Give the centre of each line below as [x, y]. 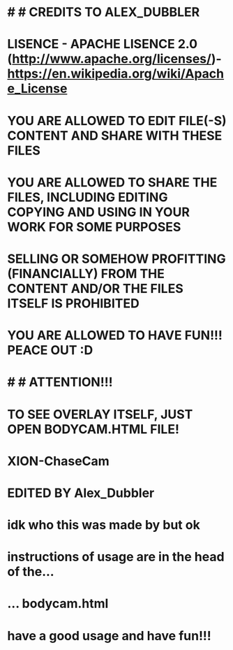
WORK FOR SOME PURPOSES [94, 227]
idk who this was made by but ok [104, 525]
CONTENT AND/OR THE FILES [95, 288]
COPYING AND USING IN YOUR [99, 212]
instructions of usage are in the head [116, 557]
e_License [37, 89]
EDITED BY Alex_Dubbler [81, 493]
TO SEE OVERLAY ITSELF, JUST [100, 414]
